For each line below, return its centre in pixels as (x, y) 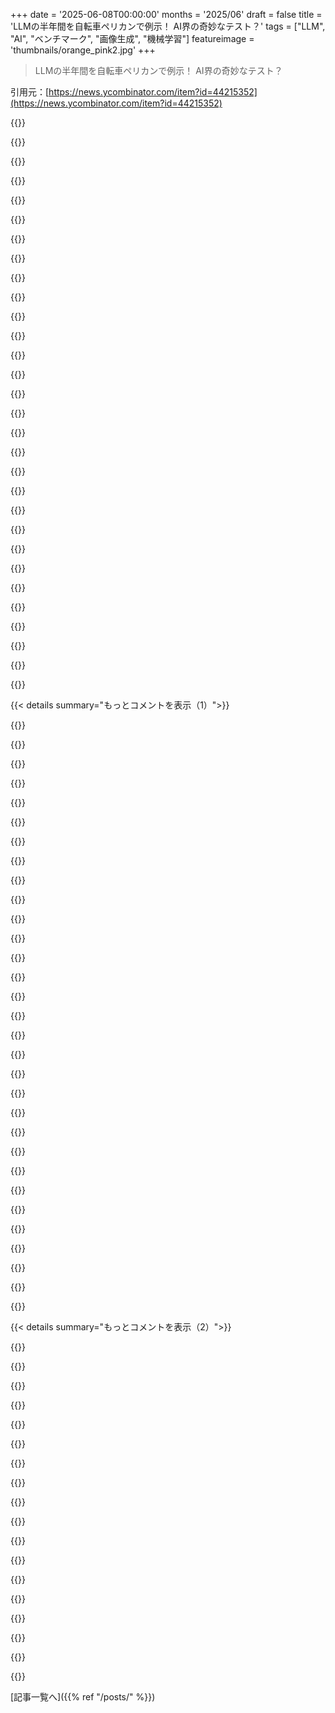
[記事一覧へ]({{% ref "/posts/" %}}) (83, 1697)
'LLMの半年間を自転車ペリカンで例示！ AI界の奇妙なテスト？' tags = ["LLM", (168, 26)
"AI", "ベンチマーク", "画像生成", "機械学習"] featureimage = (132, 38)
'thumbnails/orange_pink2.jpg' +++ (83, 50)
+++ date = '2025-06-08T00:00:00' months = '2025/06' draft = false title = (166, 14)
